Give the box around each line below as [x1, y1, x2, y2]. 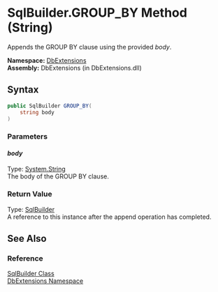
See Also [7, 233, 47, 245]
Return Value [7, 190, 52, 199]
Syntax [7, 84, 39, 95]
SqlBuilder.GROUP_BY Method [7, 5, 187, 21]
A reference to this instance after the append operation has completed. [7, 213, 212, 221]
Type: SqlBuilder [7, 205, 54, 213]
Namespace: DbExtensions [7, 56, 87, 64]
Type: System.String [7, 164, 66, 173]
